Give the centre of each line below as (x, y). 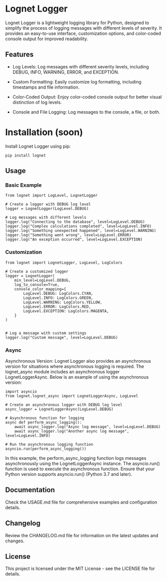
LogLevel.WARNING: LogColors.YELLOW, (63, 302)
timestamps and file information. (46, 87)
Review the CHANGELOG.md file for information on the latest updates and (82, 535)
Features (19, 55)
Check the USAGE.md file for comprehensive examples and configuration (81, 502)
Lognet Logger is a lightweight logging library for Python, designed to (77, 23)
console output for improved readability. (47, 39)
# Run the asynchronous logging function (49, 444)
